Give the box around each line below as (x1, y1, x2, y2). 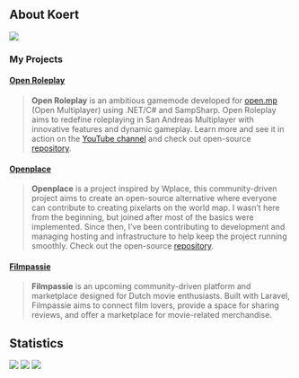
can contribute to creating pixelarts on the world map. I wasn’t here (31, 202, 280, 214)
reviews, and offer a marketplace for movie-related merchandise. (31, 310, 272, 321)
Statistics (9, 336, 65, 351)
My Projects (9, 53, 63, 66)
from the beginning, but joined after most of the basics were (31, 212, 254, 223)
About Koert (9, 7, 79, 22)
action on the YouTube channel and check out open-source (31, 133, 251, 144)
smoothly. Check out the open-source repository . (31, 241, 214, 251)
